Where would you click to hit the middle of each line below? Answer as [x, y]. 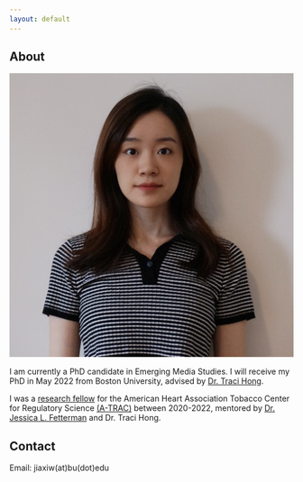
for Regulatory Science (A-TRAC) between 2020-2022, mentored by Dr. [142, 408]
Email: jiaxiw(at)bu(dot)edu [60, 468]
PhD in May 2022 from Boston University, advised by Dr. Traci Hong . [137, 381]
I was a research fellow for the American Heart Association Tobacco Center [150, 399]
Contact [32, 446]
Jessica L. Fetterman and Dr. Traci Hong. [85, 418]
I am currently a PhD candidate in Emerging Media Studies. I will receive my [150, 372]
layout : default [40, 19]
